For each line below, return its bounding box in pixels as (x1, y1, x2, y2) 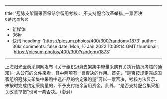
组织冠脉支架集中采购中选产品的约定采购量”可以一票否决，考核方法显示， (9, 76, 160, 82)
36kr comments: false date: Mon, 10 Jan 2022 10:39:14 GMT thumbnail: (12, 43, 159, 49)
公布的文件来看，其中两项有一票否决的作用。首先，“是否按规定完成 (20, 70, 158, 76)
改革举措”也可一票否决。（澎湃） (9, 89, 75, 95)
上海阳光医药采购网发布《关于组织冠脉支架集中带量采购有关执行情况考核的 (5, 64, 158, 70)
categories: (5, 16, 28, 22)
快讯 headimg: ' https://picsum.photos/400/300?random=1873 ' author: (12, 38, 157, 44)
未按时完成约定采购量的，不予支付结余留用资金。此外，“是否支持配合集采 (5, 83, 156, 88)
